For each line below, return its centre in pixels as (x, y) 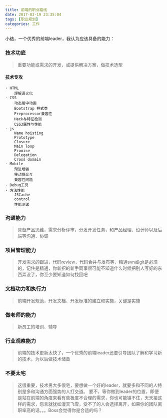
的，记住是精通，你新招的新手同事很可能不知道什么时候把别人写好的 (87, 268)
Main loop (24, 146)
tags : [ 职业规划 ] (22, 19)
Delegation (25, 155)
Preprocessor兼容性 (33, 114)
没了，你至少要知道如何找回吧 (57, 275)
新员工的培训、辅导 (37, 326)
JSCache (22, 195)
